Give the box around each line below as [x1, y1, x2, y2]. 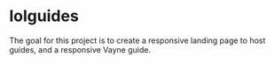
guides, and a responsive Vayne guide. [9, 44, 151, 54]
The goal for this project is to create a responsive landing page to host [9, 35, 266, 46]
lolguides [9, 6, 80, 26]
